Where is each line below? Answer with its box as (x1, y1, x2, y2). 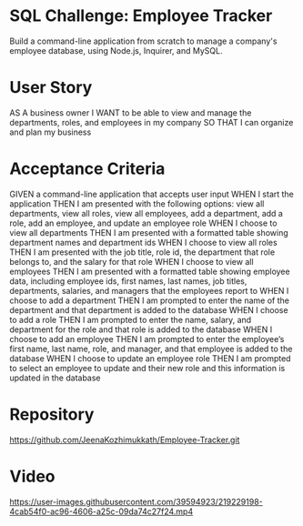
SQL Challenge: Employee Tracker (9, 5, 273, 26)
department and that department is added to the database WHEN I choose (9, 304, 288, 315)
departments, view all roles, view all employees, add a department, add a (9, 207, 284, 218)
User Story (9, 77, 93, 98)
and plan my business (9, 126, 92, 137)
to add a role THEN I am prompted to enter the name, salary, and (9, 314, 252, 325)
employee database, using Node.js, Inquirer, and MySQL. (9, 45, 223, 56)
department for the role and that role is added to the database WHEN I (9, 324, 273, 335)
